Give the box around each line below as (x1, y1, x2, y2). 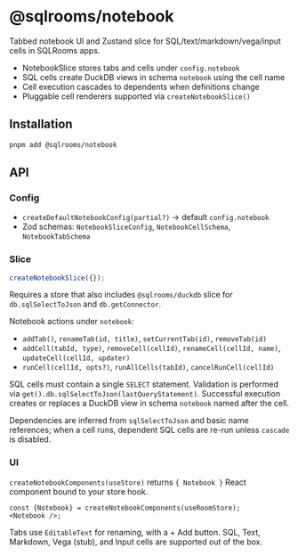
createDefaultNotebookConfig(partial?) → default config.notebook (21, 212, 270, 223)
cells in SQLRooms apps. (9, 45, 101, 55)
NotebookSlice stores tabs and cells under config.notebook (21, 62, 240, 73)
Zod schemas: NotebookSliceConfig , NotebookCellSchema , (21, 221, 231, 233)
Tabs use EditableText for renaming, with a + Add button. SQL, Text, (9, 527, 261, 537)
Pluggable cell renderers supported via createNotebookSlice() (21, 91, 251, 102)
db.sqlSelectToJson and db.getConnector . (9, 298, 162, 309)
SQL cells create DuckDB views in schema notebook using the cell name (21, 71, 286, 82)
